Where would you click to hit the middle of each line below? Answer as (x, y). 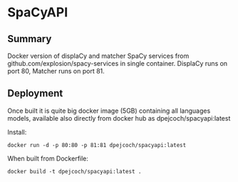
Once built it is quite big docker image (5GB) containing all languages (109, 111)
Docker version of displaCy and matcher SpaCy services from (98, 56)
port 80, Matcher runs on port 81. (56, 71)
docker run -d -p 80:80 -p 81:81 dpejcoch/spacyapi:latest (97, 145)
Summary (30, 39)
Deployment (35, 93)
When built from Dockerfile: (48, 158)
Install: (17, 132)
